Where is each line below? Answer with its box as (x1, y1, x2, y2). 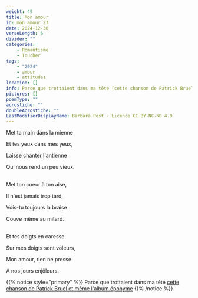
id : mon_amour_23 (6, 19, 49, 25)
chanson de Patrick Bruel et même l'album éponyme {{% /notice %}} (6, 285, 173, 292)
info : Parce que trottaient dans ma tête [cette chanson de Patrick (6, 86, 178, 91)
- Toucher (16, 53, 41, 58)
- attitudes (16, 74, 46, 80)
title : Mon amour (6, 14, 49, 20)
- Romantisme (16, 47, 49, 53)
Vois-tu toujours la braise (6, 204, 67, 211)
